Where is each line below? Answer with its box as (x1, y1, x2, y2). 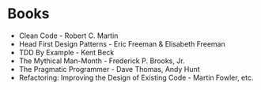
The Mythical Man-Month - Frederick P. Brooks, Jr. (18, 56, 185, 66)
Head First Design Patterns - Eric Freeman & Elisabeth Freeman (18, 39, 226, 48)
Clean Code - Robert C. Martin (18, 31, 119, 40)
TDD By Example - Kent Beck (18, 47, 115, 57)
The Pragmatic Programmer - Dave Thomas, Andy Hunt (18, 64, 200, 73)
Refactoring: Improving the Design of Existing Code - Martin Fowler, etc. (18, 73, 254, 82)
